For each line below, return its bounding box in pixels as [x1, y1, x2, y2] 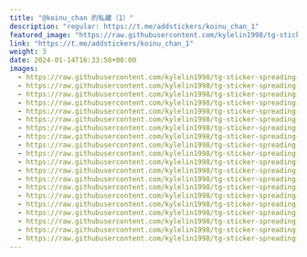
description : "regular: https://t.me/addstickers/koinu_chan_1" [9, 22, 259, 31]
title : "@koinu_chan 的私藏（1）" [9, 13, 134, 23]
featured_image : [9, 30, 71, 39]
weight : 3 [9, 47, 48, 57]
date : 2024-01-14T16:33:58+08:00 [9, 56, 137, 65]
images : [9, 65, 39, 74]
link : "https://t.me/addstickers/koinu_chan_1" [9, 38, 195, 48]
